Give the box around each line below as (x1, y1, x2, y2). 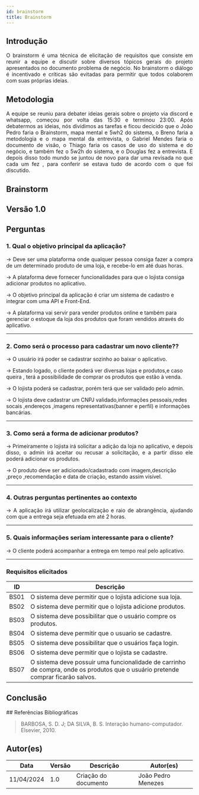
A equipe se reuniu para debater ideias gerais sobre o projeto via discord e (6, 110, 193, 117)
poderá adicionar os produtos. (6, 455, 80, 463)
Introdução (6, 36, 48, 46)
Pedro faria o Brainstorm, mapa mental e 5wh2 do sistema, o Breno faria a (6, 129, 193, 136)
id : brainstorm (6, 8, 44, 15)
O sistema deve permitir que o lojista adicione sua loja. (30, 593, 182, 601)
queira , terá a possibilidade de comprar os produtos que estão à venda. (6, 373, 182, 380)
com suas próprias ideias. (6, 77, 69, 84)
